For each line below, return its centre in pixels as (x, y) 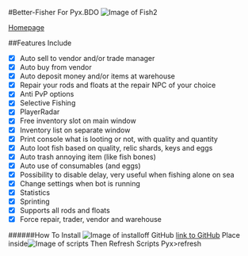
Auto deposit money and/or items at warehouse (97, 76)
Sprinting (34, 201)
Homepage (27, 27)
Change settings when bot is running (80, 183)
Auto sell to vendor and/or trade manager (87, 58)
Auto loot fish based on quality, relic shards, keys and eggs (116, 147)
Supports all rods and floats (65, 211)
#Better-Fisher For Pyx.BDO (53, 12)
